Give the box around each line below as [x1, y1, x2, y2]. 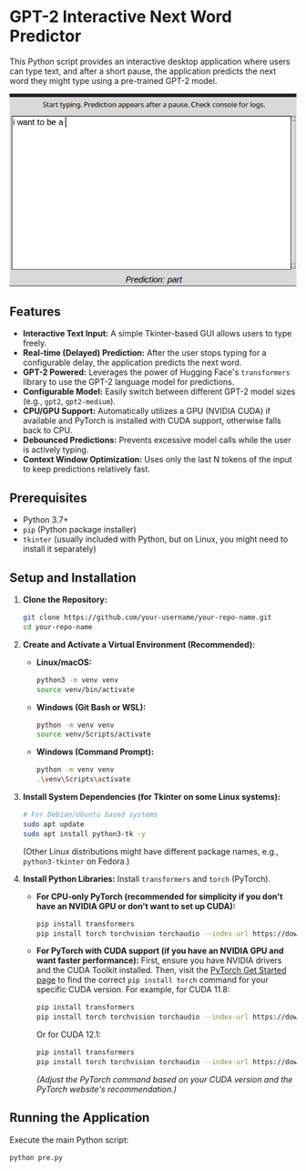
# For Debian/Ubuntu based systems [22, 810, 158, 820]
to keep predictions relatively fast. [22, 463, 150, 475]
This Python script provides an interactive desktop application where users [9, 56, 291, 67]
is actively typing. [22, 444, 89, 455]
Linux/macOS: [36, 657, 93, 668]
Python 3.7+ [22, 514, 69, 525]
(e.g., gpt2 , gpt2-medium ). [22, 396, 117, 407]
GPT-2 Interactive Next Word [9, 6, 232, 27]
